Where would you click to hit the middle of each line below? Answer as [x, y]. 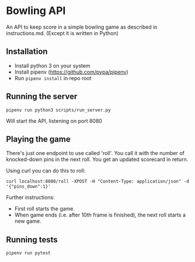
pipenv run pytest [28, 253]
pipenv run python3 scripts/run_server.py [58, 110]
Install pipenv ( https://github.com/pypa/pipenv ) [71, 72]
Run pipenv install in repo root [53, 78]
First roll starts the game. [44, 209]
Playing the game [39, 139]
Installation [27, 52]
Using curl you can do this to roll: [46, 171]
